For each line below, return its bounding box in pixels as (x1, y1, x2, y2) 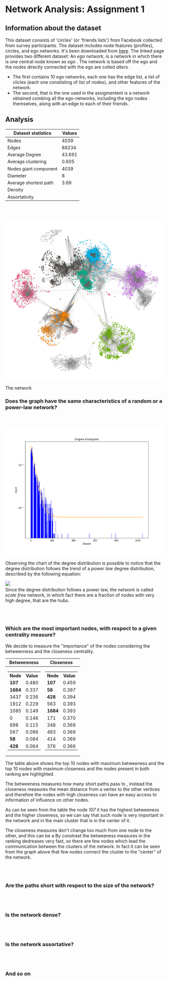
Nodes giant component (7, 165, 58, 172)
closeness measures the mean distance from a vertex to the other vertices (5, 786, 160, 792)
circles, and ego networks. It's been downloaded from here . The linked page (5, 48, 164, 54)
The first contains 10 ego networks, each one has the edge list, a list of (12, 74, 160, 79)
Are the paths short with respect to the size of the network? (5, 882, 155, 889)
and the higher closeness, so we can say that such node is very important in (5, 812, 164, 818)
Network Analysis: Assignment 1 (5, 4, 145, 15)
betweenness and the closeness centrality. (5, 648, 94, 654)
